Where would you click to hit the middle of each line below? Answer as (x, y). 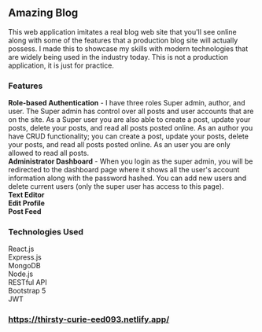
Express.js (25, 257)
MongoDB (24, 266)
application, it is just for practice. (61, 65)
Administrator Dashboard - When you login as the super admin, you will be (131, 161)
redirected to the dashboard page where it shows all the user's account (124, 170)
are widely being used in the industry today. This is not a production (118, 57)
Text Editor (26, 195)
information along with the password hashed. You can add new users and (127, 178)
